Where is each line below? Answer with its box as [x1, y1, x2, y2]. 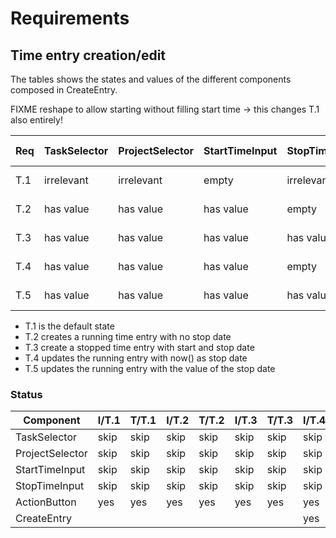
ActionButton [15, 495, 77, 509]
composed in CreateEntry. [10, 84, 118, 96]
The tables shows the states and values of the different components [10, 73, 292, 85]
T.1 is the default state [24, 320, 115, 332]
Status [10, 387, 43, 401]
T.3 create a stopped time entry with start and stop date [24, 342, 255, 353]
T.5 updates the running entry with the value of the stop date [24, 363, 276, 374]
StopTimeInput [15, 479, 85, 493]
